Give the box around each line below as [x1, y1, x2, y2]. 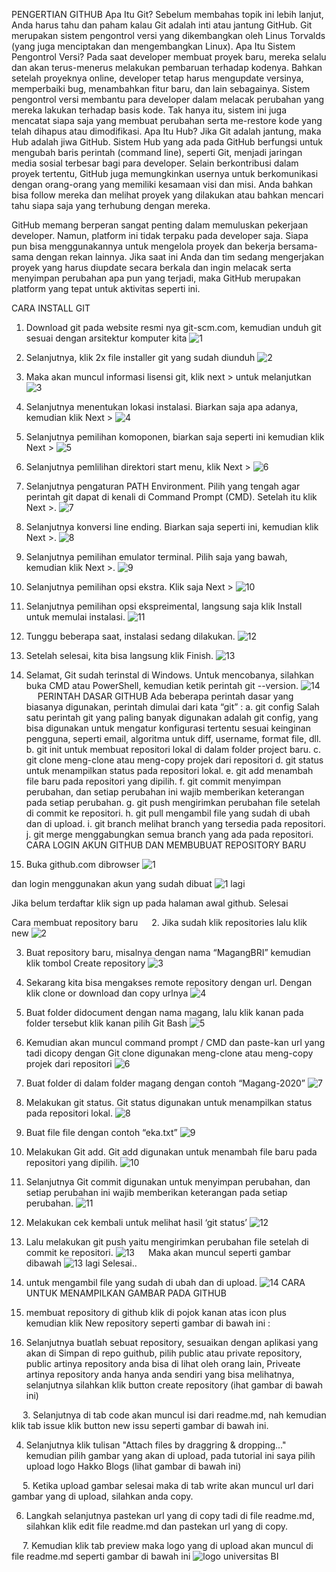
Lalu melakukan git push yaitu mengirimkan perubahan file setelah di [25, 1236, 309, 1248]
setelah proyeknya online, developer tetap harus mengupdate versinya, [11, 72, 304, 84]
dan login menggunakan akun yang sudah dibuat [11, 878, 213, 889]
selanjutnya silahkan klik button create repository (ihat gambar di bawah [25, 1379, 323, 1391]
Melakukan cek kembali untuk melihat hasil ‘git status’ [25, 1217, 248, 1228]
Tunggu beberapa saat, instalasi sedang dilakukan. [25, 630, 236, 642]
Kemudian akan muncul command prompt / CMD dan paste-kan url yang [25, 1037, 326, 1048]
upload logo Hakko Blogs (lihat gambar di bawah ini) [25, 1460, 242, 1472]
